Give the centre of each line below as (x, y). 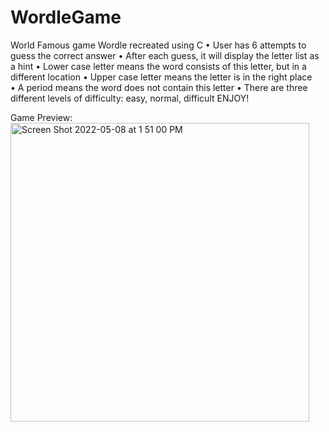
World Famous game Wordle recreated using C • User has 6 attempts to (158, 45)
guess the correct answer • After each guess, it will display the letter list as (165, 55)
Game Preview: (41, 117)
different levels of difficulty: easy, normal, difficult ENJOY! (130, 98)
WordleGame (66, 17)
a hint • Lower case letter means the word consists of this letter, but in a (158, 66)
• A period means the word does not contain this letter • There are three (159, 87)
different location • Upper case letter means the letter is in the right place (161, 77)
